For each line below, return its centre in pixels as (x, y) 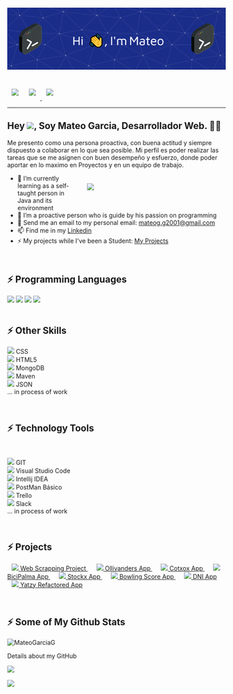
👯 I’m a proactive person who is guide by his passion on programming (117, 215)
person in (51, 193)
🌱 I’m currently (38, 178)
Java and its (34, 200)
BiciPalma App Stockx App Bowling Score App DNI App (112, 576)
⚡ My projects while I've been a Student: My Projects (93, 241)
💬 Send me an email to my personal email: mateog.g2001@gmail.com (116, 222)
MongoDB (30, 368)
